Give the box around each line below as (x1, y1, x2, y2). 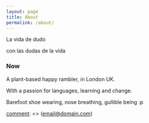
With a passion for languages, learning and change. (6, 87, 132, 94)
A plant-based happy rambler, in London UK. (6, 75, 115, 83)
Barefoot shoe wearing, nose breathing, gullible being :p (6, 98, 144, 105)
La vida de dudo (6, 36, 46, 43)
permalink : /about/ (6, 20, 55, 25)
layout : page (6, 8, 39, 15)
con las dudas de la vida (6, 47, 66, 54)
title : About (6, 14, 39, 20)
